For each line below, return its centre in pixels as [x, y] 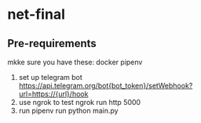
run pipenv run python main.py [68, 110]
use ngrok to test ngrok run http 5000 [80, 102]
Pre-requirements [52, 43]
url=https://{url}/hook [53, 94]
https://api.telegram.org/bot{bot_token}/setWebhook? [106, 85]
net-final [37, 14]
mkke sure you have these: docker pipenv [75, 62]
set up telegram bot [51, 77]
